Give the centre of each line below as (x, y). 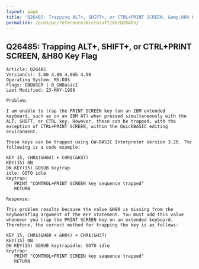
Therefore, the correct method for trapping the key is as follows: (92, 225)
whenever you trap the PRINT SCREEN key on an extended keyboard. (90, 220)
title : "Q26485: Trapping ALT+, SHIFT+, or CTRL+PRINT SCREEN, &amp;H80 (98, 17)
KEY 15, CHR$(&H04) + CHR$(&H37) (47, 158)
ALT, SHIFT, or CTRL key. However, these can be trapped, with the (91, 121)
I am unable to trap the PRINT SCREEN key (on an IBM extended (86, 111)
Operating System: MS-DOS (38, 80)
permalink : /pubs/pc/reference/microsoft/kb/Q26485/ (73, 23)
